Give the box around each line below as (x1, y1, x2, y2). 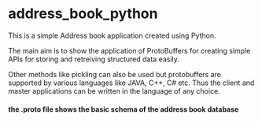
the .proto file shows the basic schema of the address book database (8, 104, 239, 114)
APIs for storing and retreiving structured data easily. (8, 54, 179, 64)
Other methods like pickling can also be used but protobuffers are (8, 69, 222, 79)
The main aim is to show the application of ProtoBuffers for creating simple (8, 46, 251, 55)
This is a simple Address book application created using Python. (8, 31, 216, 40)
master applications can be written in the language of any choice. (8, 86, 220, 95)
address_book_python (8, 5, 158, 23)
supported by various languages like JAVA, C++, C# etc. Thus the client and (8, 78, 255, 87)
